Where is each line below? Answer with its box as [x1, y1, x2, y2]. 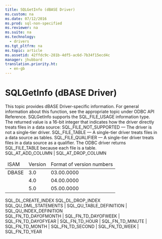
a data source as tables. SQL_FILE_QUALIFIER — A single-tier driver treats [5, 134, 154, 140]
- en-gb [9, 66, 25, 71]
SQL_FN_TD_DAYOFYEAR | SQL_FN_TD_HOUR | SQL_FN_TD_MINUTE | [5, 218, 147, 224]
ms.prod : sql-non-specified [5, 21, 62, 26]
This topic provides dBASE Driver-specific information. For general [5, 103, 139, 109]
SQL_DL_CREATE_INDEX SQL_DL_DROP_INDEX [5, 197, 101, 203]
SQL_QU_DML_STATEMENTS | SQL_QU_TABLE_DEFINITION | [5, 202, 127, 208]
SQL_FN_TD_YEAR [5, 228, 42, 235]
